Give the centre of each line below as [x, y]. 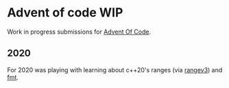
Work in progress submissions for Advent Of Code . [79, 32]
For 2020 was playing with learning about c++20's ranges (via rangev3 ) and [115, 69]
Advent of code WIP [65, 13]
